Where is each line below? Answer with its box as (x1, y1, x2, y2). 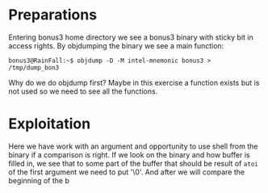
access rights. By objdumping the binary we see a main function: (8, 40, 224, 50)
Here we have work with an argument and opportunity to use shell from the (8, 141, 258, 151)
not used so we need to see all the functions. (8, 86, 158, 96)
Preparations (8, 6, 98, 24)
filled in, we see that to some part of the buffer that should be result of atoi (8, 158, 258, 168)
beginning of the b (8, 175, 70, 185)
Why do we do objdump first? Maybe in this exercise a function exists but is (8, 78, 260, 87)
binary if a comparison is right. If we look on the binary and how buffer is (8, 149, 250, 159)
